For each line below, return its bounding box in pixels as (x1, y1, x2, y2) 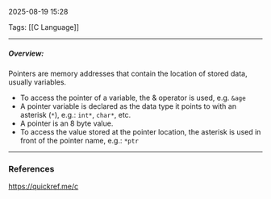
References (8, 163, 55, 174)
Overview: (8, 48, 44, 58)
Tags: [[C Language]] (8, 23, 79, 31)
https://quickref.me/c (8, 181, 79, 192)
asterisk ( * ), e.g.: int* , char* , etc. (19, 110, 131, 119)
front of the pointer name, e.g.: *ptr (19, 135, 140, 145)
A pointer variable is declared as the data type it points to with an (19, 101, 236, 111)
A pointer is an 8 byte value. (19, 118, 114, 128)
